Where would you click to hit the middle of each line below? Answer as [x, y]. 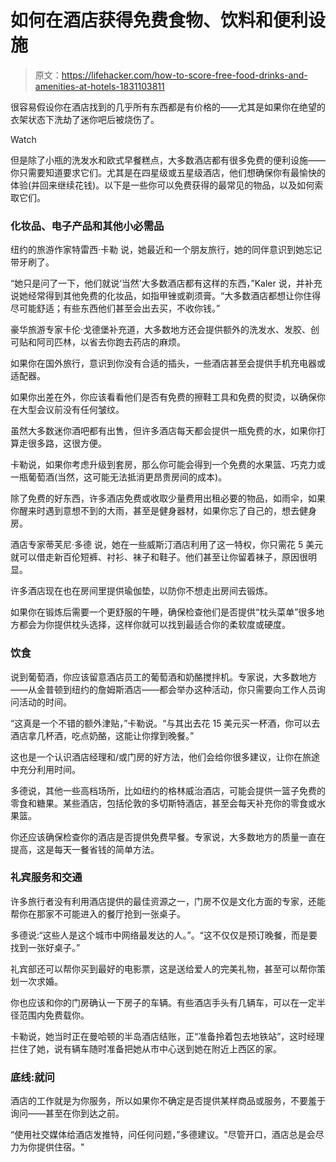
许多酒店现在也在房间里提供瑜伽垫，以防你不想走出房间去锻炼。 [141, 591]
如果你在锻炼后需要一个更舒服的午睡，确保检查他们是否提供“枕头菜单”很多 [163, 612]
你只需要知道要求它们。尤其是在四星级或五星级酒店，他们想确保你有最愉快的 [168, 172]
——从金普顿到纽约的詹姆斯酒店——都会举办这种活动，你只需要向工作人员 [163, 689]
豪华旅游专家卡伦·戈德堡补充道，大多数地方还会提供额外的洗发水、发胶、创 [165, 330]
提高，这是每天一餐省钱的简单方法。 [85, 849]
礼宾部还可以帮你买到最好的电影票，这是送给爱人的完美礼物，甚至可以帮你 [163, 968]
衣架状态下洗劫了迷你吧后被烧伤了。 [85, 119]
